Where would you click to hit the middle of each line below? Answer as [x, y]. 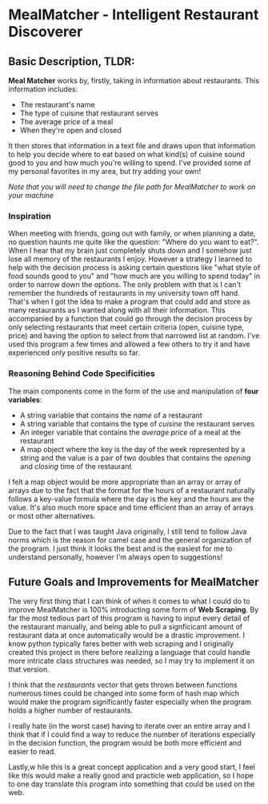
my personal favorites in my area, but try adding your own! [105, 171]
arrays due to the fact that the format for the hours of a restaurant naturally [132, 490]
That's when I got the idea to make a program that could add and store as [129, 301]
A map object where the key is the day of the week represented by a [132, 449]
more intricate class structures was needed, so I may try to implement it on [132, 661]
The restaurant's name [57, 105]
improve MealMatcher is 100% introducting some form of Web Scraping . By [133, 610]
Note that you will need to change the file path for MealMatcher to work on [132, 187]
